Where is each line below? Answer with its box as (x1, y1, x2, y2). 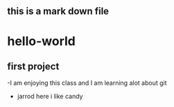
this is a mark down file (7, 6, 110, 17)
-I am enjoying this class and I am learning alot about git (7, 79, 167, 87)
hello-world (7, 33, 76, 49)
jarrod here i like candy (17, 93, 83, 101)
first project (7, 60, 60, 72)
